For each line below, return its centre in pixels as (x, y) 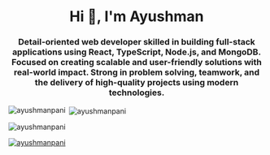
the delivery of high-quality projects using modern (137, 83)
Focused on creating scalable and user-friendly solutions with (137, 62)
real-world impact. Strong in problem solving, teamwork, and (137, 72)
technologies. (137, 93)
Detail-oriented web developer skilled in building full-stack (137, 42)
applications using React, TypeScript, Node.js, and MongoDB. (137, 52)
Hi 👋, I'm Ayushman (137, 17)
